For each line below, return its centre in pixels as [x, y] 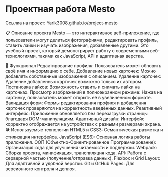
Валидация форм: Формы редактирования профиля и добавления [76, 103]
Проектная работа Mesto [60, 9]
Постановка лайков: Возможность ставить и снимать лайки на [73, 87]
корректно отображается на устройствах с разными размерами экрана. [83, 124]
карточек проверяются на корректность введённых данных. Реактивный [84, 108]
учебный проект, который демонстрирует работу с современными [77, 50]
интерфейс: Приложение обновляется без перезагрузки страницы [76, 113]
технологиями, [21, 56]
